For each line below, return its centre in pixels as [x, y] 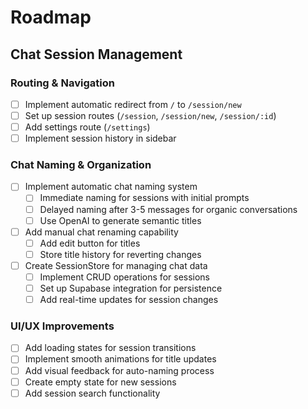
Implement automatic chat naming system [111, 187]
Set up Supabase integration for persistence [131, 288]
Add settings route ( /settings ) [87, 127]
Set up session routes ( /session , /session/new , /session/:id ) [150, 115]
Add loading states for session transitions [110, 348]
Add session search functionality [92, 393]
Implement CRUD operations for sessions [125, 277]
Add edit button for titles [90, 243]
